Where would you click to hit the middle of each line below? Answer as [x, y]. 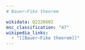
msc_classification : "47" [38, 27]
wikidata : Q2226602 [30, 22]
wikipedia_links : [27, 33]
